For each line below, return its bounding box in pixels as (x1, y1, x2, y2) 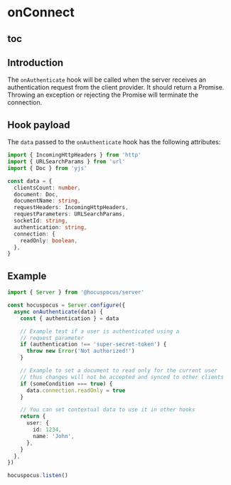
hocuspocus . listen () (7, 472, 69, 479)
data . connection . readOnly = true (26, 387, 126, 394)
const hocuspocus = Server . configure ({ (7, 302, 126, 309)
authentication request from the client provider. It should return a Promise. (7, 83, 225, 92)
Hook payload (7, 119, 70, 131)
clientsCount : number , (14, 184, 81, 191)
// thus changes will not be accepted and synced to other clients (20, 373, 224, 380)
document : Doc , (14, 191, 59, 198)
